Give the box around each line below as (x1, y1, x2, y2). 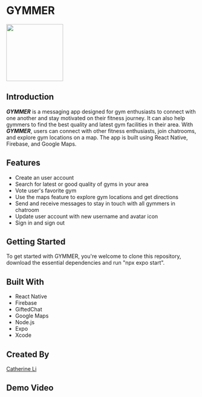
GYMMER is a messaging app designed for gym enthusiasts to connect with (6, 107, 196, 115)
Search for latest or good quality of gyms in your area (15, 180, 149, 188)
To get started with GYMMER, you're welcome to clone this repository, (6, 253, 181, 260)
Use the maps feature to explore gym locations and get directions (15, 193, 178, 200)
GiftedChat (15, 306, 42, 313)
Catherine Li (6, 365, 37, 372)
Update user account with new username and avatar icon (15, 212, 158, 220)
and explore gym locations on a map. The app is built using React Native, (6, 134, 189, 141)
